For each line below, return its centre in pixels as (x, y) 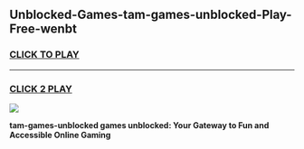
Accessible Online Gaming (60, 135)
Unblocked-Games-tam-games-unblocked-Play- (151, 15)
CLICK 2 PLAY (41, 88)
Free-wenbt (43, 29)
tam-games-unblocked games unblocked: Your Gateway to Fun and (139, 125)
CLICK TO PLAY (44, 55)
